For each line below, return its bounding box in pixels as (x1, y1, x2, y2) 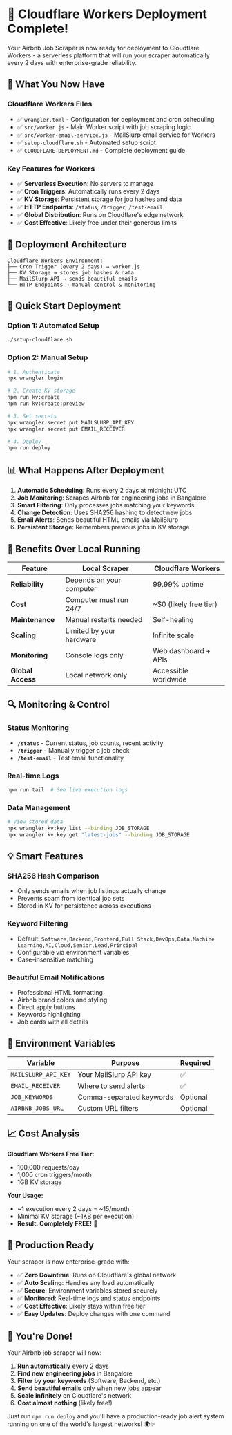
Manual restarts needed (65, 615, 143, 624)
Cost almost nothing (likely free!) (17, 1399, 113, 1407)
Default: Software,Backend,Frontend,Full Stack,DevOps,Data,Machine (17, 935, 215, 943)
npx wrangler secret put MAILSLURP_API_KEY (7, 419, 135, 426)
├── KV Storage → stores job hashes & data (7, 269, 135, 276)
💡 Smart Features (7, 850, 84, 863)
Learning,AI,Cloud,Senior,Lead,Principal (17, 941, 138, 949)
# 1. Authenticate (7, 368, 60, 375)
